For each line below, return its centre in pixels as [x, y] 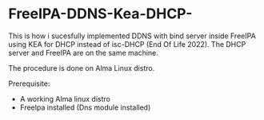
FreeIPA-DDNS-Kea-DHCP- [100, 14]
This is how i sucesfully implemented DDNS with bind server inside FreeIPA [132, 36]
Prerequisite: [29, 83]
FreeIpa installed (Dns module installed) [85, 107]
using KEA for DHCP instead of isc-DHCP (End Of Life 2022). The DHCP [127, 44]
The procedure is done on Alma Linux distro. [82, 68]
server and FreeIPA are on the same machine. [83, 52]
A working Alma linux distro [65, 99]
